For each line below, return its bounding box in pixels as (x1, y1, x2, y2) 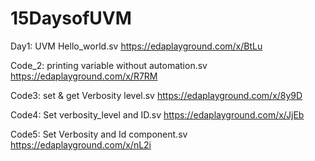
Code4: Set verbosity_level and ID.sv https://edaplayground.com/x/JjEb (10, 108, 305, 121)
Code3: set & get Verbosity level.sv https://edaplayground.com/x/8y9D (10, 89, 303, 101)
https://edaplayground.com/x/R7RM (10, 70, 158, 82)
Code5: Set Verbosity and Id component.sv (10, 128, 188, 140)
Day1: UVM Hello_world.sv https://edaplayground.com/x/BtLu (10, 40, 263, 52)
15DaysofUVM (10, 7, 132, 30)
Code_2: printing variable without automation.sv (10, 59, 208, 71)
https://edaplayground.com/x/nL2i (10, 138, 152, 151)
